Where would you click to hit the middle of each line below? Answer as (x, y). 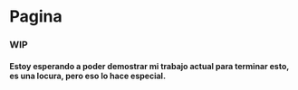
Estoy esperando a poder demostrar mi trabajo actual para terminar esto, (149, 66)
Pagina (36, 17)
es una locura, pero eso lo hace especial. (87, 76)
